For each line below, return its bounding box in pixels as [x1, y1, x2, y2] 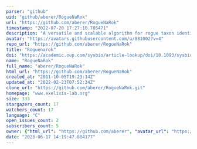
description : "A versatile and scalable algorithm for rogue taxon [6, 31, 175, 36]
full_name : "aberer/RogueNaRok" [6, 63, 85, 69]
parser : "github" [6, 8, 49, 15]
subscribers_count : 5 [6, 123, 59, 129]
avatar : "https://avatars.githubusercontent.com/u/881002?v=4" [6, 36, 164, 42]
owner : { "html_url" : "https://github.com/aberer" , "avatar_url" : [6, 128, 169, 135]
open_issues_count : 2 [6, 118, 59, 124]
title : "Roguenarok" [6, 47, 57, 53]
